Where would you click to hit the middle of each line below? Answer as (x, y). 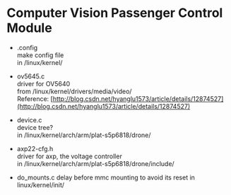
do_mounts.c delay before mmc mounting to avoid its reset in (106, 177)
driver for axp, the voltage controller (70, 156)
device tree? (35, 127)
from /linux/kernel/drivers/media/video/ (74, 91)
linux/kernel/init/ (41, 184)
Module (29, 28)
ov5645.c (31, 76)
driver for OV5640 (43, 83)
